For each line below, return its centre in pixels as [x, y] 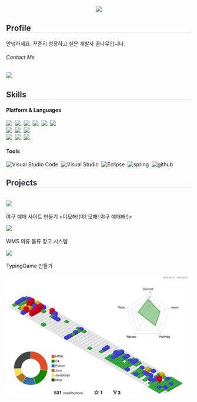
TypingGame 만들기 [29, 266]
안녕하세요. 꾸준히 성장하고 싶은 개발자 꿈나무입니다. [66, 43]
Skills [16, 95]
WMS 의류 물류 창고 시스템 [37, 241]
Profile [19, 29]
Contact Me [21, 57]
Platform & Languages [34, 110]
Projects [22, 183]
